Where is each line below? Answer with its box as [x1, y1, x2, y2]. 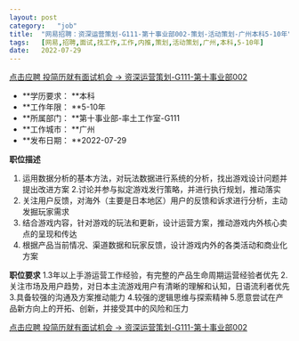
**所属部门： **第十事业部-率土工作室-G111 [21, 113, 181, 124]
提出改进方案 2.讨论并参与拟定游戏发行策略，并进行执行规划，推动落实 [21, 184, 282, 195]
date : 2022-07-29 [9, 46, 82, 55]
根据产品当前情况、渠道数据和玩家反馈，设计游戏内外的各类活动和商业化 [21, 240, 287, 250]
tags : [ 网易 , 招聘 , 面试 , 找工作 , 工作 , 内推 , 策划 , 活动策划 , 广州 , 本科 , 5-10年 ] [9, 37, 264, 47]
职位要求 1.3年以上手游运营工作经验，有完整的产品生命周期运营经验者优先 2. [9, 270, 288, 280]
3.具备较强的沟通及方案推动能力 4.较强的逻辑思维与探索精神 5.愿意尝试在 [9, 292, 276, 303]
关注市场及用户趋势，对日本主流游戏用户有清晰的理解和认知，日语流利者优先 [9, 281, 290, 292]
